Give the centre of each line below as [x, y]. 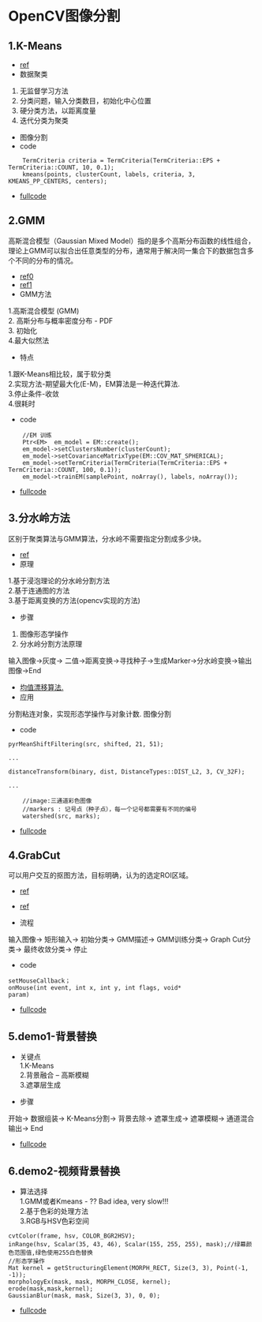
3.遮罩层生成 [40, 1085]
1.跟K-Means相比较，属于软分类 [60, 374]
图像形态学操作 [44, 634]
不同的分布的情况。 [46, 260]
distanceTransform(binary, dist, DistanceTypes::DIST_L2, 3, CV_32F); [127, 771]
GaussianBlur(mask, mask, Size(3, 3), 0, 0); [84, 1296]
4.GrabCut [34, 856]
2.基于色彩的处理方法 [54, 1212]
